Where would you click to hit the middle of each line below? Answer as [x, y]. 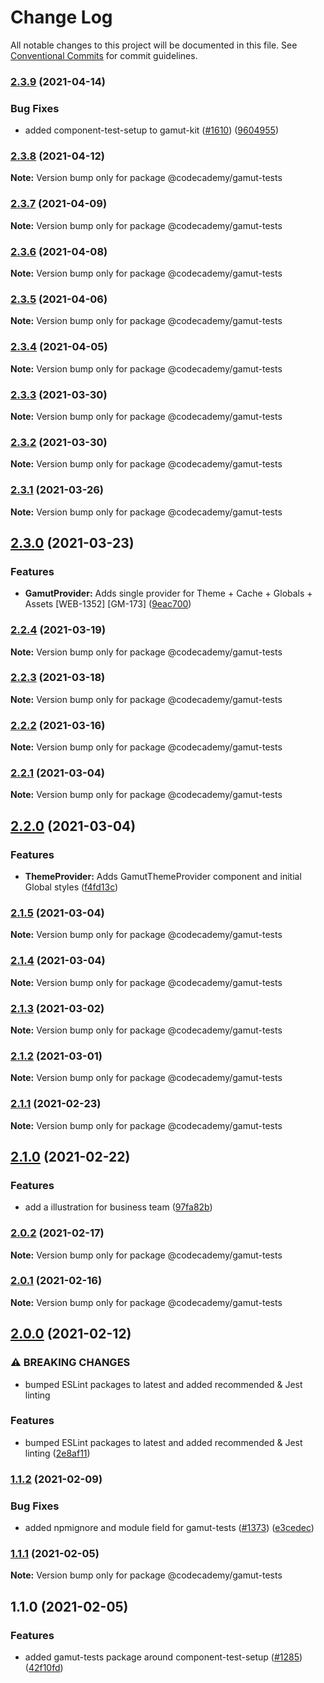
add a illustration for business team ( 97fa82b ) [118, 1207]
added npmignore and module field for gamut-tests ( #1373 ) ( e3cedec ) [169, 1528]
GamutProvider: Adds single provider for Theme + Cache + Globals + [168, 593]
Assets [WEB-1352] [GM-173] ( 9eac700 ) [108, 604]
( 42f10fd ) [44, 1668]
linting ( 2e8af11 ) [57, 1453]
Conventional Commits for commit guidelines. [104, 55]
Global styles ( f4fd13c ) [71, 887]
